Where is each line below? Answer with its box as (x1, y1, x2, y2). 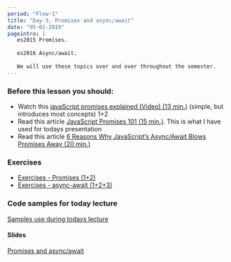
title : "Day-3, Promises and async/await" (7, 17, 134, 24)
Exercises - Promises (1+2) (17, 174, 96, 182)
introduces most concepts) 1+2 (17, 109, 108, 118)
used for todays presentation (17, 124, 102, 133)
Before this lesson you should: (7, 86, 114, 96)
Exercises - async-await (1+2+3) (17, 181, 113, 189)
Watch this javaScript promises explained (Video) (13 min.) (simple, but (17, 102, 224, 110)
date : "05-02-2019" (7, 23, 65, 30)
